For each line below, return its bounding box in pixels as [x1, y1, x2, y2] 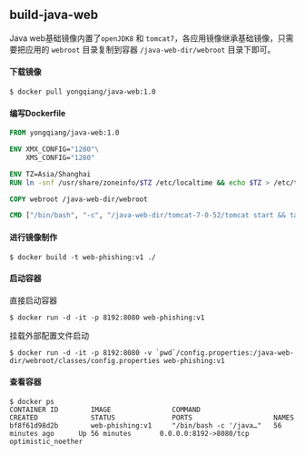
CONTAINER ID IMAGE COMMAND [9, 405, 202, 414]
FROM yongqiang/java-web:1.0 [9, 128, 120, 137]
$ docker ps [9, 397, 54, 406]
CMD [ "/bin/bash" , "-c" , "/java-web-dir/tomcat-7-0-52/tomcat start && [9, 211, 286, 220]
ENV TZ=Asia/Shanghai [9, 169, 92, 178]
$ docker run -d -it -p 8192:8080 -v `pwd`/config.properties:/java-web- [9, 348, 295, 358]
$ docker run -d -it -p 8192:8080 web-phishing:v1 [9, 313, 205, 322]
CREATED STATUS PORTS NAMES [9, 413, 295, 422]
